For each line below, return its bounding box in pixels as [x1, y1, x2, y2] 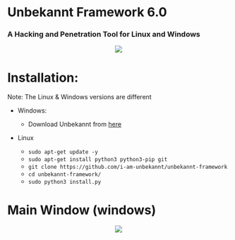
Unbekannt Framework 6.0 [7, 4, 167, 20]
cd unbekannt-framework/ [28, 171, 102, 178]
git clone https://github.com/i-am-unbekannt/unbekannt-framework [28, 163, 228, 171]
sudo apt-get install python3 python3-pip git [28, 156, 168, 163]
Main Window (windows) [7, 202, 157, 218]
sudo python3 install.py [28, 179, 102, 186]
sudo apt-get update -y [28, 149, 99, 156]
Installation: [7, 70, 79, 85]
